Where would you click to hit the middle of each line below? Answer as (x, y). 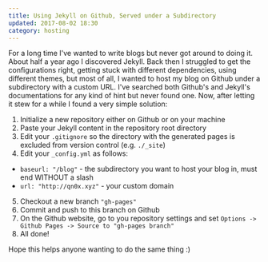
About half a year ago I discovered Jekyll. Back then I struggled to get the (130, 62)
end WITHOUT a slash (56, 177)
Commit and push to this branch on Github (90, 210)
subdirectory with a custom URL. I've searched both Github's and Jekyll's (129, 87)
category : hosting (39, 30)
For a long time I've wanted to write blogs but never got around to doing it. (131, 54)
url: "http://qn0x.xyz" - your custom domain (97, 186)
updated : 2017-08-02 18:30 (53, 23)
